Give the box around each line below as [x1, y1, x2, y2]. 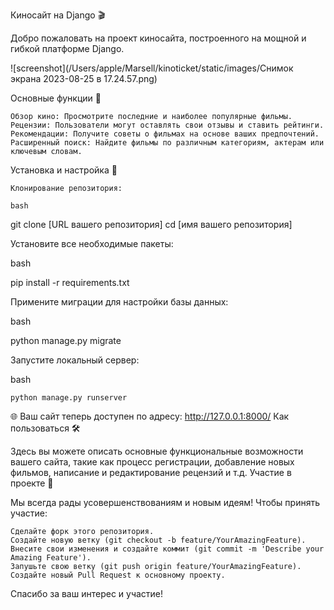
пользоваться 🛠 [10, 422, 81, 434]
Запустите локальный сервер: [10, 354, 140, 366]
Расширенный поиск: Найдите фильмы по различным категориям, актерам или [10, 138, 325, 148]
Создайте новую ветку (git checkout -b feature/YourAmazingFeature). [10, 535, 307, 545]
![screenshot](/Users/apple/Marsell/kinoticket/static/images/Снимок [10, 62, 294, 74]
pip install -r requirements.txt [10, 277, 130, 288]
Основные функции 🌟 [10, 92, 102, 104]
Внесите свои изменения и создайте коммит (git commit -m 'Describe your [10, 544, 325, 554]
